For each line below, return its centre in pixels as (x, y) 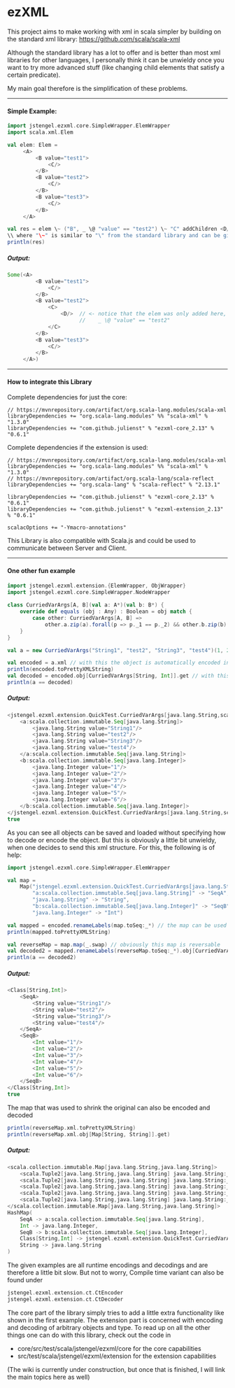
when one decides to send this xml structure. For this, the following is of (111, 847)
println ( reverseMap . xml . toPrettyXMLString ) (72, 1128)
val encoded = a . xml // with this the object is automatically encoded (114, 663)
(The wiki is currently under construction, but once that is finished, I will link (116, 1369)
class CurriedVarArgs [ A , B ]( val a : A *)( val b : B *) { (86, 605)
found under (25, 1280)
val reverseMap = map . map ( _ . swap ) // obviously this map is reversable (114, 944)
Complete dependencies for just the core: (67, 397)
